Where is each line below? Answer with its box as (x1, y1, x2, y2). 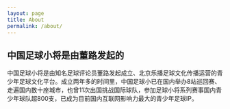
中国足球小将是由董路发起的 (7, 49, 125, 61)
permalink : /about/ (7, 22, 63, 29)
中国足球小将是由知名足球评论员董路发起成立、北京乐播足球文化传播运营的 (7, 69, 217, 77)
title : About (7, 16, 44, 23)
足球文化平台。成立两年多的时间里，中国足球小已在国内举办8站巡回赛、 (18, 78, 221, 86)
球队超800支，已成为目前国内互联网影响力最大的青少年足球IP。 (18, 95, 199, 103)
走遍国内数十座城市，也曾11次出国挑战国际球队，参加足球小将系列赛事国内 (7, 86, 216, 94)
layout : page (7, 10, 44, 17)
